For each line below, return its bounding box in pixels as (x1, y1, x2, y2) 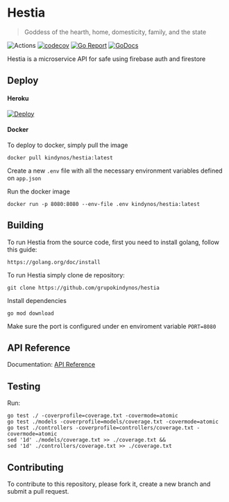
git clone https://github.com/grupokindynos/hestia (7, 284, 160, 291)
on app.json (7, 173, 42, 182)
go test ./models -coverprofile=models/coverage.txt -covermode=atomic (7, 418, 219, 426)
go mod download (7, 310, 54, 317)
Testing (7, 380, 41, 392)
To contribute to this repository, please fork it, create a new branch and (7, 480, 211, 488)
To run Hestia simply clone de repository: (7, 270, 125, 279)
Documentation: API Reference (7, 361, 96, 369)
